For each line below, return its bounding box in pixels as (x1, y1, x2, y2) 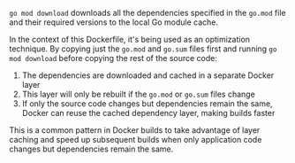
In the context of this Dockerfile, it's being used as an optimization (9, 35, 250, 44)
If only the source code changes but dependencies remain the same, (21, 98, 273, 109)
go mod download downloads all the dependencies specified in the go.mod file (9, 8, 286, 18)
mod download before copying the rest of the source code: (9, 53, 218, 63)
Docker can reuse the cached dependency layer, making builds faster (21, 108, 276, 118)
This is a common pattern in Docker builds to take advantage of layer (9, 125, 261, 136)
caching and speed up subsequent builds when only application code (9, 135, 262, 144)
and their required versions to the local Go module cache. (9, 17, 219, 27)
